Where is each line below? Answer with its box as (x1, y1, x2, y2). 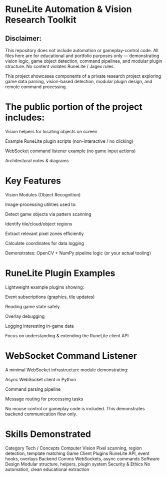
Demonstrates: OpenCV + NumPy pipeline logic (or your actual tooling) (5, 250, 151, 256)
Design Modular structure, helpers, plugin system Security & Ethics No (5, 461, 150, 467)
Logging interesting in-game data (5, 323, 74, 329)
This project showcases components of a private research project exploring (5, 73, 161, 79)
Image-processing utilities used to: (5, 201, 76, 207)
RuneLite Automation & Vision (5, 4, 132, 15)
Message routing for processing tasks (5, 396, 83, 402)
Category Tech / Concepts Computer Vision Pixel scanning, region (5, 445, 142, 451)
